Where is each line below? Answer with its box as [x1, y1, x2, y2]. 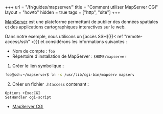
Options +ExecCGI [5, 91, 41, 95]
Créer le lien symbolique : [12, 63, 64, 68]
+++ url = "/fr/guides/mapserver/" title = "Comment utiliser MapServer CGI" [5, 4, 158, 10]
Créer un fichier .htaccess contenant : [12, 81, 89, 87]
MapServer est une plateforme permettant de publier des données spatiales [5, 19, 158, 24]
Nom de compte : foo [12, 48, 55, 54]
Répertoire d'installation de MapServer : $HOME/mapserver [12, 53, 127, 59]
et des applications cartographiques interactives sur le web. [5, 24, 126, 30]
